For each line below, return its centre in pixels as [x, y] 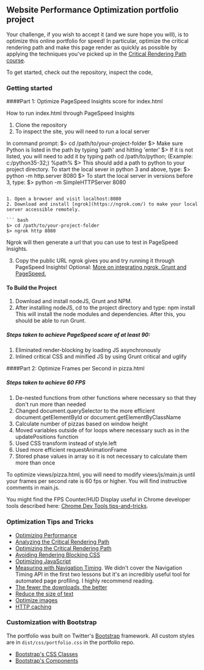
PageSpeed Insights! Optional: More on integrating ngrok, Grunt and [101, 267]
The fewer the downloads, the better [61, 587]
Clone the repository [41, 125]
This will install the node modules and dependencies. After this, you [100, 314]
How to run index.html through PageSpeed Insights [71, 113]
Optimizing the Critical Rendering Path [63, 548]
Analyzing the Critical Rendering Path [62, 542]
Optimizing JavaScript [43, 561]
